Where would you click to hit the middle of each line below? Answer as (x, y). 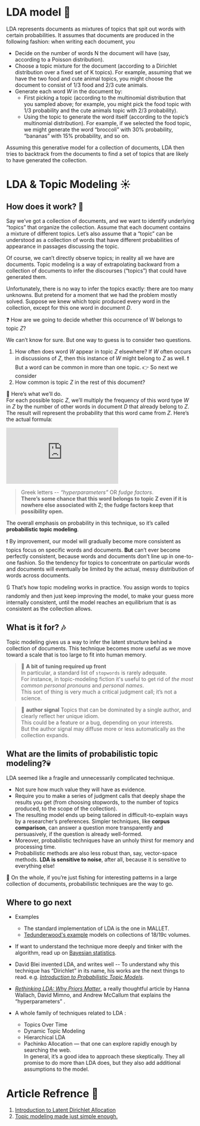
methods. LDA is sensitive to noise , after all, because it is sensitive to (101, 859)
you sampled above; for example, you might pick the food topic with (107, 104)
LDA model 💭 (39, 12)
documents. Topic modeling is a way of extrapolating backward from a (93, 264)
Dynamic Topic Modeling (54, 1031)
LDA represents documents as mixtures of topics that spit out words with (96, 29)
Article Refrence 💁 (52, 1093)
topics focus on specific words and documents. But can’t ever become (93, 550)
